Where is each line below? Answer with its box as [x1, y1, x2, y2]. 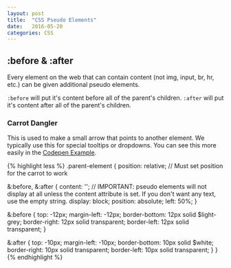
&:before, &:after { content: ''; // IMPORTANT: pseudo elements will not [7, 183, 208, 191]
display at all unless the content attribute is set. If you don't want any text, [7, 190, 217, 198]
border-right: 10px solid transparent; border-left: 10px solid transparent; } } [7, 246, 218, 254]
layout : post [7, 10, 45, 17]
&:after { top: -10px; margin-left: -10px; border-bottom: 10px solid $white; [7, 238, 214, 247]
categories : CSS [7, 29, 54, 37]
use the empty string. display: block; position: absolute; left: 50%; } [7, 197, 197, 205]
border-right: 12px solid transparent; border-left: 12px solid [23, 218, 189, 226]
